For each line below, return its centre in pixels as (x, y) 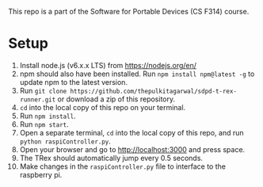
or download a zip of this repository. (116, 99)
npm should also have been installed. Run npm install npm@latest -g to (137, 74)
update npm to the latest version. (74, 82)
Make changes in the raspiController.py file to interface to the (122, 166)
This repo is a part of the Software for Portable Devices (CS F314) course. (129, 11)
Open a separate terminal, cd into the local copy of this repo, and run (131, 132)
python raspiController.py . (65, 141)
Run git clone (43, 90)
